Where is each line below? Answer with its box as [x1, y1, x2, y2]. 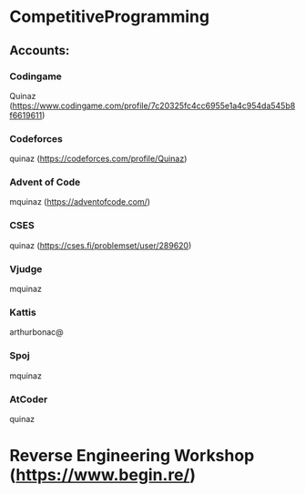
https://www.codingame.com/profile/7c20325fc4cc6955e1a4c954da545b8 [12, 100, 296, 111]
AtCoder [9, 393, 48, 406]
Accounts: [9, 43, 70, 58]
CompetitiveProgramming [9, 6, 210, 27]
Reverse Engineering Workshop [9, 446, 255, 466]
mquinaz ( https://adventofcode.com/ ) [9, 197, 151, 207]
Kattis [9, 306, 36, 318]
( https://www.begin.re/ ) [9, 465, 197, 486]
